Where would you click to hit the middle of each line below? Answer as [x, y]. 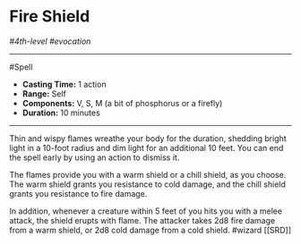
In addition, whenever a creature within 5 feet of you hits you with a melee [146, 211]
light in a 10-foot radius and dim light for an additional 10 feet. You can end [146, 147]
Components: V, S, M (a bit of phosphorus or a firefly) [122, 103]
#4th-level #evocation [50, 41]
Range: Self [44, 93]
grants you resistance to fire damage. [78, 193]
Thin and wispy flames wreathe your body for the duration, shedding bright [148, 138]
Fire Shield [50, 17]
